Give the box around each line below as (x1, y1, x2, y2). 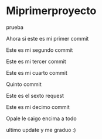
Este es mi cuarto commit (6, 69, 67, 76)
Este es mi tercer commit (6, 58, 66, 65)
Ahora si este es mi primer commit (6, 35, 89, 42)
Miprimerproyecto (6, 4, 97, 18)
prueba (6, 24, 23, 31)
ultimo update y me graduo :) (6, 126, 76, 133)
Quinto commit (6, 81, 42, 88)
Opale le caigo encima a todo (6, 115, 77, 122)
